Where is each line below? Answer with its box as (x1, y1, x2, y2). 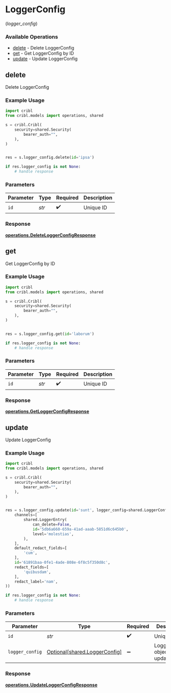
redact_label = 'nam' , (14, 579, 58, 584)
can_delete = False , (32, 522, 72, 527)
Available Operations (5, 33, 59, 40)
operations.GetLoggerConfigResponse (5, 409, 90, 415)
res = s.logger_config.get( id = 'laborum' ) (5, 331, 95, 337)
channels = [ (14, 512, 38, 518)
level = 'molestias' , (32, 531, 74, 537)
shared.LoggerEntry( (23, 517, 67, 522)
